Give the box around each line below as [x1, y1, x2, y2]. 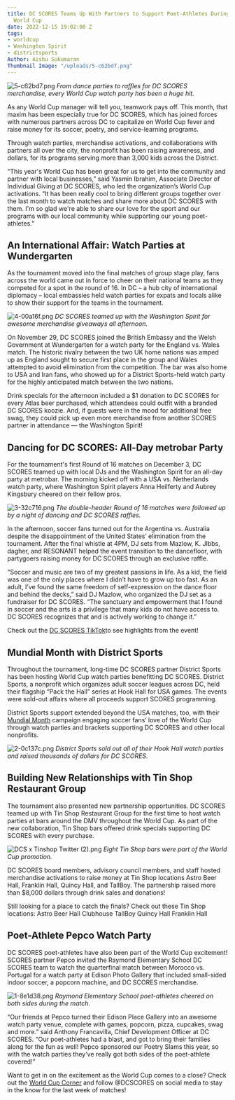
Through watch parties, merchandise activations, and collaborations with [7, 138, 218, 147]
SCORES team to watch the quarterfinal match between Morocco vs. [7, 963, 205, 971]
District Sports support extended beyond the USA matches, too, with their [7, 708, 220, 717]
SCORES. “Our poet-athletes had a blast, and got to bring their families [7, 1035, 211, 1043]
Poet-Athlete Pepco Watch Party [7, 930, 152, 942]
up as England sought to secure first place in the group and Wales [7, 355, 198, 364]
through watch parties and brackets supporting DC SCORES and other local [7, 723, 225, 732]
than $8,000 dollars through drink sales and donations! [7, 888, 166, 897]
